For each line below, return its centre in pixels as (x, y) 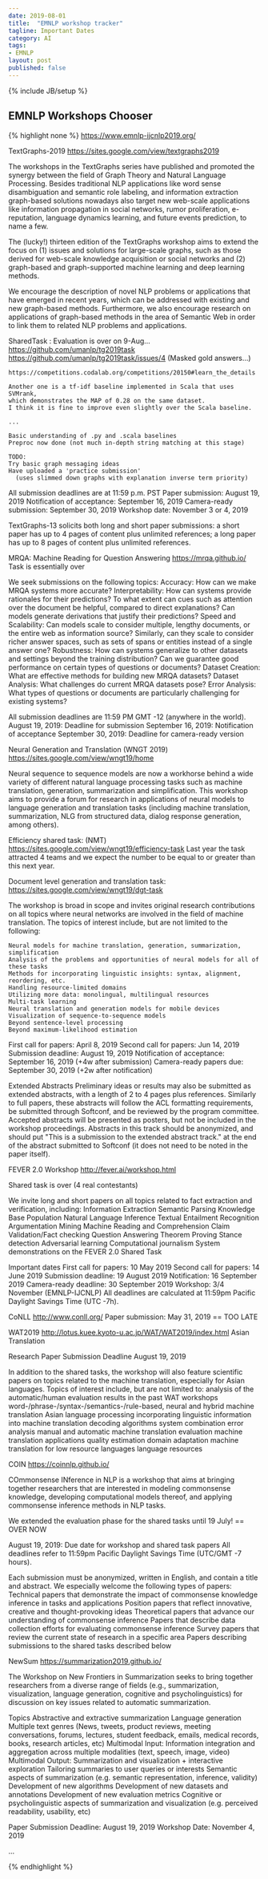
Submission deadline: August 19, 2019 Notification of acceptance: (117, 1053)
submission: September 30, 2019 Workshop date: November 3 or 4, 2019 (128, 509)
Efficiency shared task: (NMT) (58, 840)
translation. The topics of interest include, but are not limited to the (118, 922)
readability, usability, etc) (50, 1811)
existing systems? (38, 701)
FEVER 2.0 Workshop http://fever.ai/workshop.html (92, 1169)
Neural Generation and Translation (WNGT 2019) (88, 749)
